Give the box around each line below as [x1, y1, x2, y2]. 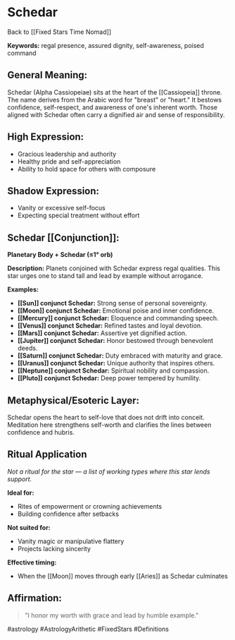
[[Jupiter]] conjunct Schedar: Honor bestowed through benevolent [17, 337, 213, 345]
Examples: [7, 285, 39, 294]
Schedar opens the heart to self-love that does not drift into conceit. [7, 413, 205, 421]
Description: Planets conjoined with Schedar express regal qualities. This [7, 264, 220, 272]
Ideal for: [7, 488, 34, 497]
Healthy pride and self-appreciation [17, 157, 121, 166]
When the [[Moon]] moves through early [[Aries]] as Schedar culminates [17, 572, 229, 580]
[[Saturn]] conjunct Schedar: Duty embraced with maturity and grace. [17, 351, 223, 360]
